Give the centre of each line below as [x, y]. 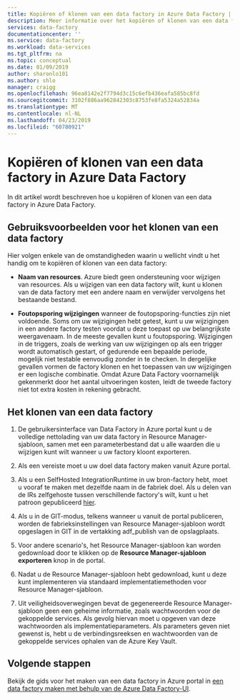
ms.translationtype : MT [43, 107]
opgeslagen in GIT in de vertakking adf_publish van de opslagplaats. [118, 531]
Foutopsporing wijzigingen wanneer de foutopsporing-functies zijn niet [124, 314]
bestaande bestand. [47, 300]
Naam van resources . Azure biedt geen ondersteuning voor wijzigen [119, 277]
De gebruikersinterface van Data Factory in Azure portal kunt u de [115, 429]
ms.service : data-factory [46, 41]
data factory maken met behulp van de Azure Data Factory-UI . [99, 688]
